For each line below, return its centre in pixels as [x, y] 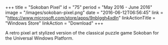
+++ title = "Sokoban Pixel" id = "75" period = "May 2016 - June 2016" [79, 7]
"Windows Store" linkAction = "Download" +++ [54, 23]
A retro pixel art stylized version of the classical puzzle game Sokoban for [82, 33]
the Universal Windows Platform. [39, 38]
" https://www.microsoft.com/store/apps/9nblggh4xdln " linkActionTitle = [80, 18]
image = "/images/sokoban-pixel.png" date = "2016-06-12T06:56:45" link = [84, 12]
